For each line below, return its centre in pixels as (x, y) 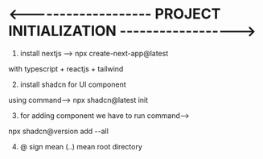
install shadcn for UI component (73, 84)
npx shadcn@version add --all (58, 131)
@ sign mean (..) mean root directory (81, 146)
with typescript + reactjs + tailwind (66, 68)
